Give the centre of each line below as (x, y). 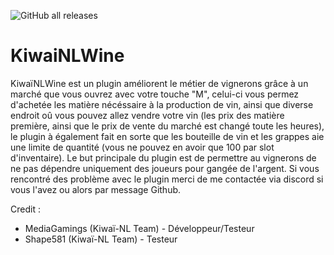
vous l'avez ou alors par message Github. (96, 189)
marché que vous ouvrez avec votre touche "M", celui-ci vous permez (155, 94)
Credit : (25, 209)
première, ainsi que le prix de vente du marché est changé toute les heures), (167, 126)
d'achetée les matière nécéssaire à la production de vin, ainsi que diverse (162, 104)
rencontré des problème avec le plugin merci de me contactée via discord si (167, 179)
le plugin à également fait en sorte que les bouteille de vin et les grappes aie (167, 136)
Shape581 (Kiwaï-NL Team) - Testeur (101, 239)
